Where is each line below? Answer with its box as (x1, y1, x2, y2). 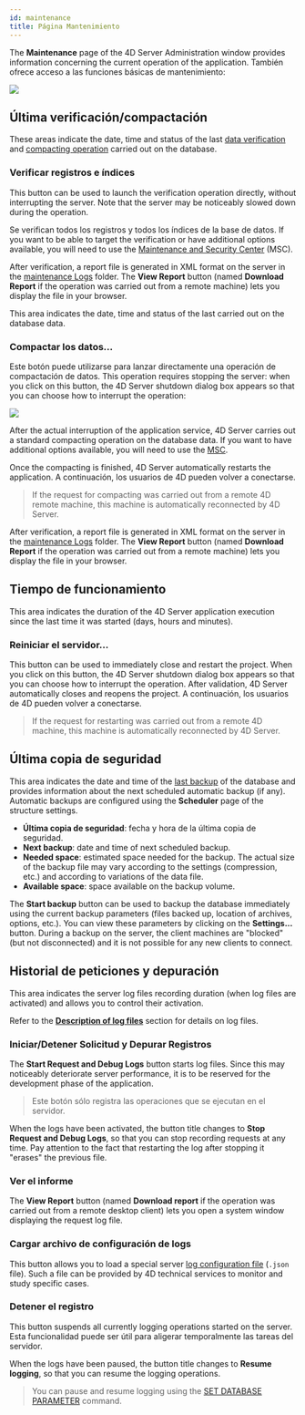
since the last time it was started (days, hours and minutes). (9, 615, 234, 626)
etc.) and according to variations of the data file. (22, 871, 204, 882)
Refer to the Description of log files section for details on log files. (9, 1015, 259, 1026)
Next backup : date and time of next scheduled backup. (22, 842, 231, 852)
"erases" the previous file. (9, 1152, 107, 1162)
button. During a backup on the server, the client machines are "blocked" (9, 927, 284, 938)
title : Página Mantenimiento (9, 22, 120, 31)
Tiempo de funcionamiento (9, 582, 167, 597)
